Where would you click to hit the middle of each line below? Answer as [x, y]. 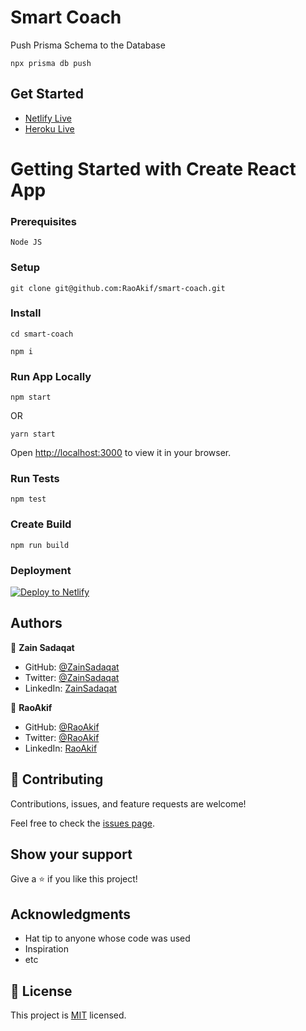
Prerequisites [43, 221]
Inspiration [46, 949]
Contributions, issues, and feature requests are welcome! [128, 803]
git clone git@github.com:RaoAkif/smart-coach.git [118, 288]
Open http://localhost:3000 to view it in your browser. [121, 453]
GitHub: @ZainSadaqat [72, 667]
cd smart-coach [42, 334]
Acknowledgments [71, 914]
